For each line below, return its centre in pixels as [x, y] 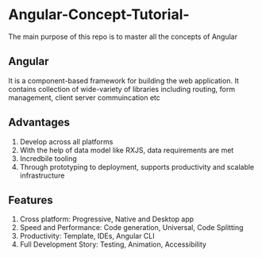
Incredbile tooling [48, 158]
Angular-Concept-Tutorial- [99, 15]
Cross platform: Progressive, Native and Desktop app [107, 219]
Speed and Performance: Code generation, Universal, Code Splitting [131, 228]
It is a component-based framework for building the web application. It [124, 80]
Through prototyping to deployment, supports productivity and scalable [137, 167]
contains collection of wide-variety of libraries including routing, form [122, 89]
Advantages [39, 123]
